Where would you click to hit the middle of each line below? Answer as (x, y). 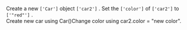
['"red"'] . (20, 15)
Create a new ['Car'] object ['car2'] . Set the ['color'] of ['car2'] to (93, 9)
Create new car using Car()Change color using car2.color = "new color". (94, 21)
